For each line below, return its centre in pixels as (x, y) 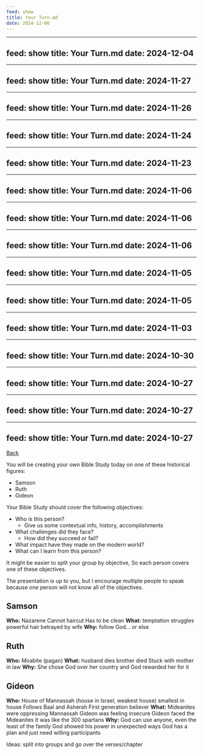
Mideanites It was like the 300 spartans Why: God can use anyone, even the (101, 720)
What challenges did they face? (54, 532)
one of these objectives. (36, 569)
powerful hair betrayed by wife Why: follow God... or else (78, 627)
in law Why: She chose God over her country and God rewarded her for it (98, 667)
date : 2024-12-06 (28, 23)
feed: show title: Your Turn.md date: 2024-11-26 (99, 108)
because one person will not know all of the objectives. (75, 587)
